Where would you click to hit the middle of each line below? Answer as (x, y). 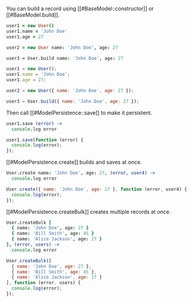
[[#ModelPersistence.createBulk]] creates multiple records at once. (88, 212)
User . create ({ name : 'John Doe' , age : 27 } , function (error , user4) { (97, 189)
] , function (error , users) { (44, 283)
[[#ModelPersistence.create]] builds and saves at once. (74, 162)
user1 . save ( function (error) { (45, 140)
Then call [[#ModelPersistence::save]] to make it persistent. (79, 113)
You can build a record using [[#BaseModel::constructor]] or (80, 9)
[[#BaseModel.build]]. (33, 15)
